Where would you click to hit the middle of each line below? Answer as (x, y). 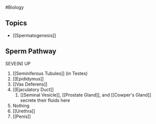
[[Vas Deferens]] (30, 84)
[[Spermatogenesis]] (34, 35)
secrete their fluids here (45, 100)
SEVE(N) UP (18, 63)
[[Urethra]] (24, 111)
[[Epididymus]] (28, 78)
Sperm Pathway (31, 51)
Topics (16, 23)
